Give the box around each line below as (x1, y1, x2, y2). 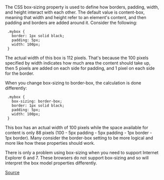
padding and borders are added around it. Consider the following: (5, 20, 138, 25)
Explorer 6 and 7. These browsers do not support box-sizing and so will (5, 155, 149, 160)
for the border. (5, 70, 34, 76)
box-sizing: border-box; (11, 99, 63, 104)
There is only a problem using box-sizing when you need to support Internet (5, 150, 159, 156)
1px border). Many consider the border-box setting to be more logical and (5, 135, 153, 141)
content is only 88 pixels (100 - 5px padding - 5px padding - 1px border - (5, 130, 152, 135)
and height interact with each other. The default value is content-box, (5, 9, 145, 15)
